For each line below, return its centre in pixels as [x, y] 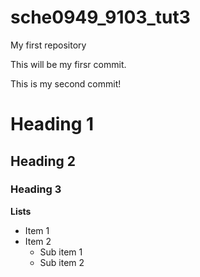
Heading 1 [52, 124]
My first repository [48, 45]
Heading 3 [36, 189]
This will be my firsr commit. [68, 64]
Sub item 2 [62, 262]
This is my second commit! [66, 83]
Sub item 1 [61, 252]
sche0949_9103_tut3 [100, 17]
